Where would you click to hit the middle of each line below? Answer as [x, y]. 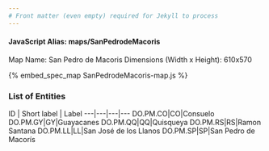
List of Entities [37, 96]
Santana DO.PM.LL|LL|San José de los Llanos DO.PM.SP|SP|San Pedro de [132, 131]
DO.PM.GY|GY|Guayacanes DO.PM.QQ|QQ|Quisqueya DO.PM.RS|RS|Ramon [134, 123]
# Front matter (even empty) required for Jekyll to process [113, 16]
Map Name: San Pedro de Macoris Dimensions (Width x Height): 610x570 [130, 59]
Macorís [22, 140]
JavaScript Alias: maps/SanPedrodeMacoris [84, 42]
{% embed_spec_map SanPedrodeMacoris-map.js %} [98, 75]
